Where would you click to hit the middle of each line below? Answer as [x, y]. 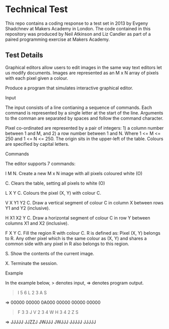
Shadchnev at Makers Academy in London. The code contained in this [78, 28]
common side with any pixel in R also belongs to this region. [67, 244]
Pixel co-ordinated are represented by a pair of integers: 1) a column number [84, 128]
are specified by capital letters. [37, 144]
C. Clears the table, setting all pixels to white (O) [55, 183]
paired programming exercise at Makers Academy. [58, 39]
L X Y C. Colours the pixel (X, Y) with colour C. [53, 193]
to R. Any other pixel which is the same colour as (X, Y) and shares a [76, 238]
